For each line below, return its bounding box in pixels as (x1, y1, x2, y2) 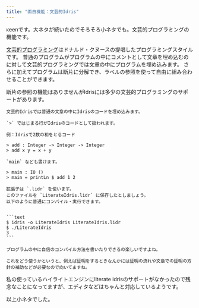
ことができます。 (16, 76, 58, 83)
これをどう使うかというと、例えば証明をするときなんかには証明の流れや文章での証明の (6, 258, 188, 264)
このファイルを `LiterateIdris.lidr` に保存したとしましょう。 (6, 192, 149, 198)
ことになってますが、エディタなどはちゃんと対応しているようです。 (16, 283, 182, 290)
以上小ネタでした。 (6, 296, 53, 303)
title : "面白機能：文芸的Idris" (6, 8, 79, 15)
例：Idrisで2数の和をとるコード (6, 131, 75, 137)
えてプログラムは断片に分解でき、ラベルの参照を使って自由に (21, 68, 172, 75)
